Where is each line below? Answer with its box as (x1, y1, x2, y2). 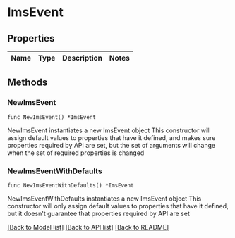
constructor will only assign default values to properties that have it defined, (7, 201, 229, 210)
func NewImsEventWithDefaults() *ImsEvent (7, 182, 134, 189)
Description (62, 54, 102, 63)
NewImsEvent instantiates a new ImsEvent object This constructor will (7, 126, 211, 134)
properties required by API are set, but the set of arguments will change (7, 141, 216, 149)
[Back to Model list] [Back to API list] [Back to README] (7, 223, 169, 231)
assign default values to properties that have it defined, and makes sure (7, 133, 216, 142)
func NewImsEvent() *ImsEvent (7, 113, 97, 120)
